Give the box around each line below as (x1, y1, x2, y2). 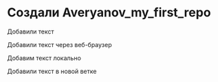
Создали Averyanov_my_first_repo (7, 5, 211, 20)
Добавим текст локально (7, 53, 81, 62)
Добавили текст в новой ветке (7, 67, 97, 75)
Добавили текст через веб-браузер (7, 40, 112, 49)
